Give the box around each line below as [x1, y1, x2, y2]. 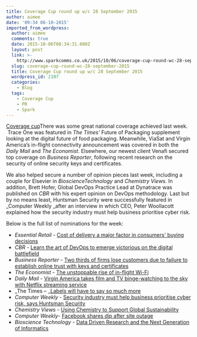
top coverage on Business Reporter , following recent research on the [6, 154, 173, 161]
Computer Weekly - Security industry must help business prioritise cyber [14, 294, 191, 301]
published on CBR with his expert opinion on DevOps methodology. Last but [6, 190, 189, 197]
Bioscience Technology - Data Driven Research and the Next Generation [14, 319, 189, 326]
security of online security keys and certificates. [6, 160, 123, 167]
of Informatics [14, 325, 49, 332]
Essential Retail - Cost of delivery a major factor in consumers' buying [14, 232, 184, 239]
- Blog [16, 85, 33, 91]
